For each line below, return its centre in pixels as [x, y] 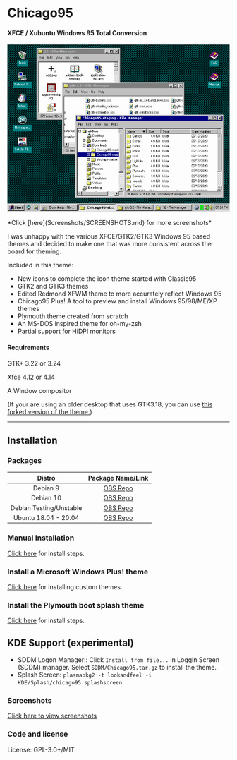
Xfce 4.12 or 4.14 [31, 377]
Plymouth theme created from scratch [73, 316]
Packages [25, 460]
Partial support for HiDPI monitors [67, 331]
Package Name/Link [118, 478]
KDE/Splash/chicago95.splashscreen [70, 682]
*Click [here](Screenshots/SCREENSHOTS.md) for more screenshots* [110, 223]
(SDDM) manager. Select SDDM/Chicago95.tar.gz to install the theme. [117, 667]
